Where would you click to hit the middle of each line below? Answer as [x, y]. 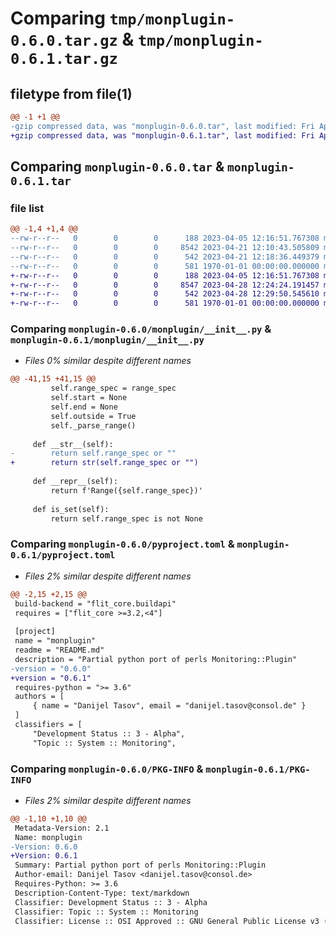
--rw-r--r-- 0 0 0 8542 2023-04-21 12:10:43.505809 [165, 248]
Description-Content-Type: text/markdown [102, 893]
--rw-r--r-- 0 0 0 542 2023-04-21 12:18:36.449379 [165, 257]
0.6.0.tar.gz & [72, 39]
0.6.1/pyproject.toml [63, 555]
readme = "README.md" [59, 650]
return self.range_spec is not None [126, 518]
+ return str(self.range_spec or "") [104, 463]
